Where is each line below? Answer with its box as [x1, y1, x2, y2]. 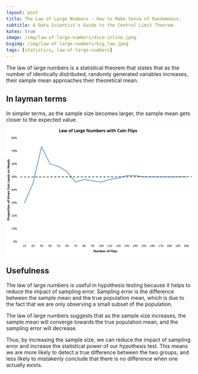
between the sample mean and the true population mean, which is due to [6, 294, 185, 301]
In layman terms [6, 94, 67, 104]
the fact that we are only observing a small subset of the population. [6, 300, 173, 308]
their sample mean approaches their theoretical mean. [6, 77, 139, 84]
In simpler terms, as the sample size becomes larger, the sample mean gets [6, 110, 191, 117]
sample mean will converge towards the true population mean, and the [6, 318, 178, 325]
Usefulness [6, 266, 49, 276]
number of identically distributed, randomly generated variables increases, [6, 70, 189, 77]
